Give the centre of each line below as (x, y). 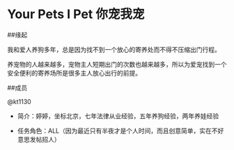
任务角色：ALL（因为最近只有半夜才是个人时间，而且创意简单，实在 (115, 131)
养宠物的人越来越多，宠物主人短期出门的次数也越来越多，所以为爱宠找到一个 (117, 64)
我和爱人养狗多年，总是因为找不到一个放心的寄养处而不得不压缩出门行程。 (114, 49)
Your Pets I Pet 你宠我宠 (76, 14)
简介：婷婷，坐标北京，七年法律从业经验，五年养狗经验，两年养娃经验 (118, 116)
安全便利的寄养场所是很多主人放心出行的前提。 (74, 73)
